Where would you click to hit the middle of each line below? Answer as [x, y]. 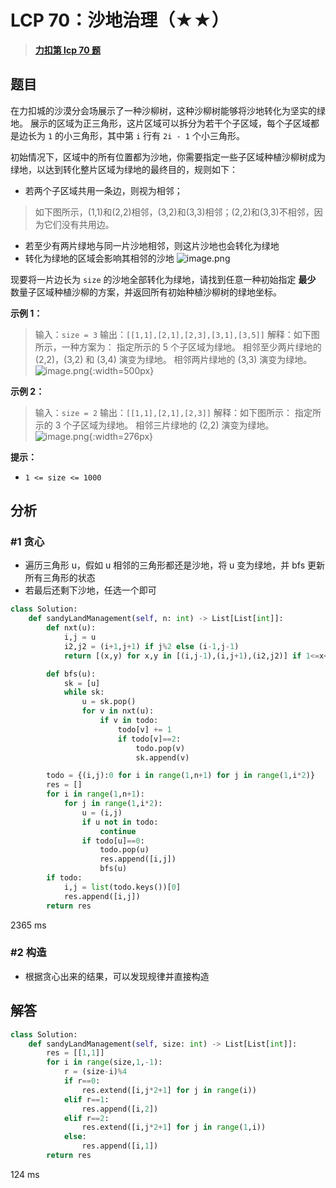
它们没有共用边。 [79, 224]
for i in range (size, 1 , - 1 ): [104, 1062]
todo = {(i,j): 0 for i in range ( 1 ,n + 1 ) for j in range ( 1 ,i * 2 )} [181, 776]
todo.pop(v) [160, 748]
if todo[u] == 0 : [113, 841]
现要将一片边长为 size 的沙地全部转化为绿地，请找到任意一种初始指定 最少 [163, 279]
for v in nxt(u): [118, 711]
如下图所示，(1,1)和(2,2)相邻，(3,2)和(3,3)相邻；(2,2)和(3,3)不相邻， [174, 212]
